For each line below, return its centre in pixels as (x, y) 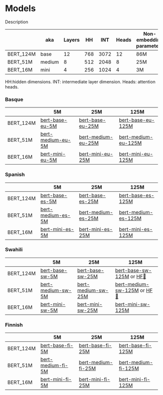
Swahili (14, 250)
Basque (14, 99)
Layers (72, 40)
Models (20, 8)
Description (16, 22)
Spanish (15, 175)
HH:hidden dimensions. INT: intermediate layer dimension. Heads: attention (80, 82)
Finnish (14, 325)
